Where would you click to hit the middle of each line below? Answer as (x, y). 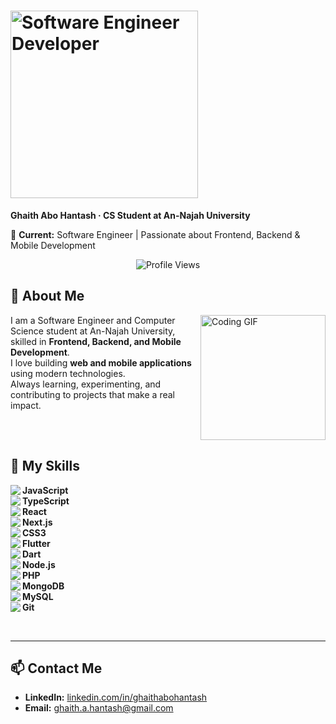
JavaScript (45, 490)
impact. (26, 405)
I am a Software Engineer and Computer (93, 320)
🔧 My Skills (45, 466)
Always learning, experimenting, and (86, 384)
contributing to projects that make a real (92, 394)
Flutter (36, 543)
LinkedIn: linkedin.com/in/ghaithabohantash (116, 697)
